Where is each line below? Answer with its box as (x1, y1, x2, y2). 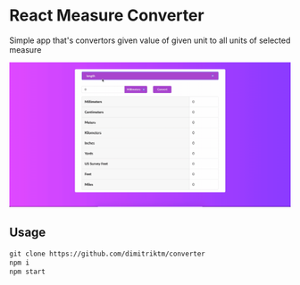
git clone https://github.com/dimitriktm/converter (9, 249, 205, 259)
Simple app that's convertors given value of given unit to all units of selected (9, 35, 291, 46)
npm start (9, 267, 46, 277)
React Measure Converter (9, 5, 204, 26)
